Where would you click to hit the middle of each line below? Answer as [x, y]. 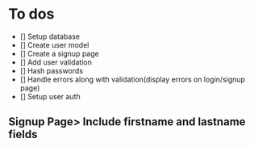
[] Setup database [50, 36]
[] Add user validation [56, 62]
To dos [31, 14]
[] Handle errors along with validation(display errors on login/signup [133, 79]
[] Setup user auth [50, 96]
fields [23, 134]
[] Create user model [54, 44]
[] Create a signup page [59, 53]
